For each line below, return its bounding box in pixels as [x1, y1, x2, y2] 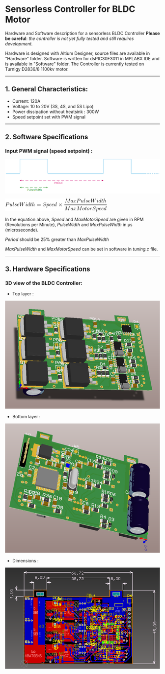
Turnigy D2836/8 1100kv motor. [5, 66, 69, 72]
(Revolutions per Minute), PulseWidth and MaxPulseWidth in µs [5, 221, 133, 228]
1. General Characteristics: [5, 85, 88, 93]
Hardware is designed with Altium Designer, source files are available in [5, 50, 150, 56]
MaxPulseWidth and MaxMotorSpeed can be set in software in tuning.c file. [5, 246, 158, 252]
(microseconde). [5, 227, 39, 233]
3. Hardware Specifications [5, 265, 90, 274]
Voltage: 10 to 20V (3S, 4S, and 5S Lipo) [12, 103, 94, 109]
